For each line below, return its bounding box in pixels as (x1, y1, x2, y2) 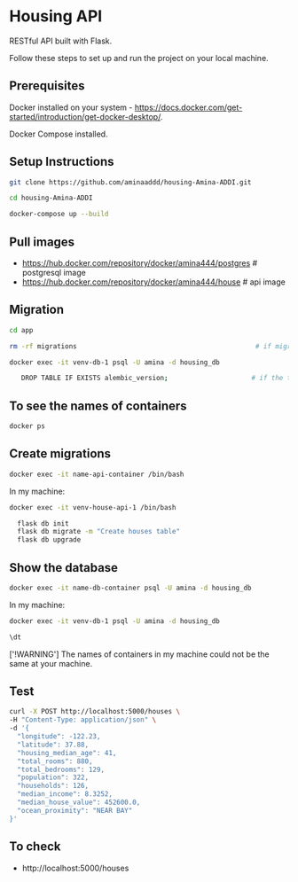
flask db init (17, 519, 69, 528)
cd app (9, 325, 34, 334)
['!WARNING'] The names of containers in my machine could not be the (9, 649, 271, 660)
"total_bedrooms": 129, (17, 765, 105, 774)
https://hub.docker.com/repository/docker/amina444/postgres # (21, 258, 258, 268)
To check (9, 839, 61, 855)
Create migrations (9, 446, 112, 462)
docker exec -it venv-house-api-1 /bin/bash (9, 503, 176, 511)
